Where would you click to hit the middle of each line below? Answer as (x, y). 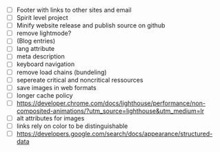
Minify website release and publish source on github (91, 25)
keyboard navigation (46, 64)
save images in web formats (57, 87)
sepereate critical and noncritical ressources (80, 80)
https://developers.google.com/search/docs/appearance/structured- (114, 133)
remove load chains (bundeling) (62, 72)
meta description (40, 56)
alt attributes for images (50, 118)
